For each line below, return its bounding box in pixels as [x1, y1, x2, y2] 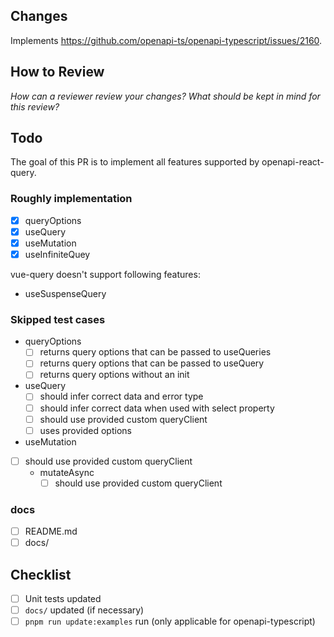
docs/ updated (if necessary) [24, 604, 145, 616]
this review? [10, 100, 60, 113]
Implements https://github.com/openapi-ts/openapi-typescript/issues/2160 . [10, 34, 323, 46]
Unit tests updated [24, 593, 102, 605]
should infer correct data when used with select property [39, 402, 275, 414]
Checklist [10, 566, 72, 583]
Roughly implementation [10, 192, 133, 206]
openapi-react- [261, 156, 325, 168]
